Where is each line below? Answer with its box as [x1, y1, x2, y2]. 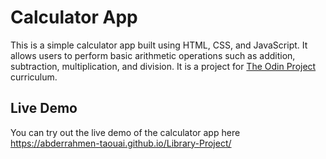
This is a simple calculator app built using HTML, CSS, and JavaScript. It [10, 39, 308, 51]
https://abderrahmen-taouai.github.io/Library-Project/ [10, 137, 232, 149]
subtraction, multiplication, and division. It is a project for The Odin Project [10, 60, 317, 72]
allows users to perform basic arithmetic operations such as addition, [10, 49, 296, 61]
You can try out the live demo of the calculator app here [10, 126, 241, 138]
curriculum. [10, 71, 58, 83]
